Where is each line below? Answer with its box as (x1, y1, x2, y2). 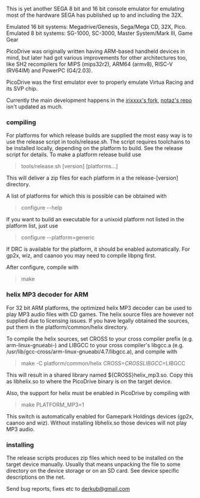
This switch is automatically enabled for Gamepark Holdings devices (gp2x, (6, 412, 194, 420)
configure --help (20, 204, 63, 212)
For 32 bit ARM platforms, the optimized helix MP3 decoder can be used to (6, 304, 192, 311)
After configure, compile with (6, 263, 79, 271)
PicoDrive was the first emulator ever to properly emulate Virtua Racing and (6, 78, 194, 86)
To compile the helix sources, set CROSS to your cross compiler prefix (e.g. (6, 335, 194, 342)
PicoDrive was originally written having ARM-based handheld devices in (6, 48, 186, 55)
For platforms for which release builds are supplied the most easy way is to (6, 132, 193, 139)
